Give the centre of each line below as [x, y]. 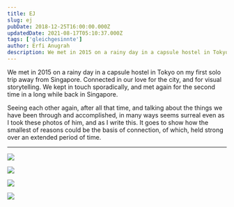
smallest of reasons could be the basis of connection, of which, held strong [116, 130]
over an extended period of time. [54, 137]
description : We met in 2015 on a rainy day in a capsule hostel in [109, 53]
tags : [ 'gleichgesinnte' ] [45, 40]
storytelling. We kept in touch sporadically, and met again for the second [111, 87]
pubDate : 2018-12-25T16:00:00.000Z [59, 26]
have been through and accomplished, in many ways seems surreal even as [116, 115]
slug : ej [20, 20]
